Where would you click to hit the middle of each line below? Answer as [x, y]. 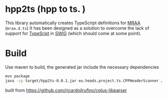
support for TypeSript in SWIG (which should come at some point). [73, 33]
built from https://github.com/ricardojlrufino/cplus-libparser [66, 90]
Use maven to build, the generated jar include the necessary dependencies [82, 67]
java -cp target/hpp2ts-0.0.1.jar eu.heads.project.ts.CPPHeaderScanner [82, 81]
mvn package [17, 76]
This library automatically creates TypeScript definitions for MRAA [73, 23]
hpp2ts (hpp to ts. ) [45, 9]
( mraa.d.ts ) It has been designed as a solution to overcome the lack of [77, 28]
